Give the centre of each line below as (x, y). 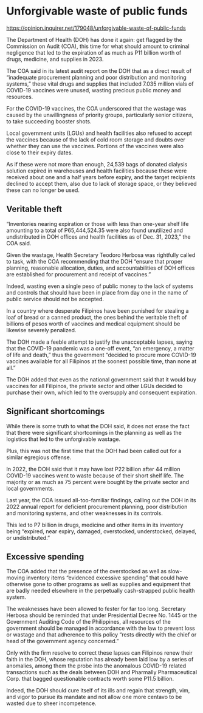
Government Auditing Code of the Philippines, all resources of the (89, 622)
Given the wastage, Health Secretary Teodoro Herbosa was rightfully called (101, 255)
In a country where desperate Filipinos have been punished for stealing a (98, 310)
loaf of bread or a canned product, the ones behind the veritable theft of (97, 317)
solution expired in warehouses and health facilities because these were (97, 171)
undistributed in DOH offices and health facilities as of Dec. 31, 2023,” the (98, 237)
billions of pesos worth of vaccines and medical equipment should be (93, 324)
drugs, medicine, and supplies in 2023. (55, 59)
